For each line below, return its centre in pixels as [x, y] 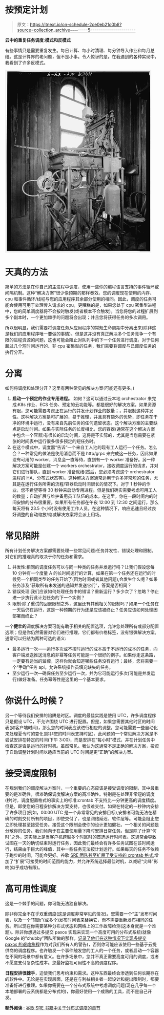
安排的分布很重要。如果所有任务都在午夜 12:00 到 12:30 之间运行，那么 [88, 502]
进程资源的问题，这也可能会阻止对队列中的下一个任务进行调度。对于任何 [86, 339]
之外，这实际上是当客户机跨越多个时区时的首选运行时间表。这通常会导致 [84, 837]
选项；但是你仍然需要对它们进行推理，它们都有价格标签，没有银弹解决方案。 [82, 632]
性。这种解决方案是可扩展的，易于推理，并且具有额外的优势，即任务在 [83, 417]
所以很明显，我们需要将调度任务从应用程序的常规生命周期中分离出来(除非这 [81, 327]
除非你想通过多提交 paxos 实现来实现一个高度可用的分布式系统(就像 [83, 932]
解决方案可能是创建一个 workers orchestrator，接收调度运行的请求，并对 [85, 465]
